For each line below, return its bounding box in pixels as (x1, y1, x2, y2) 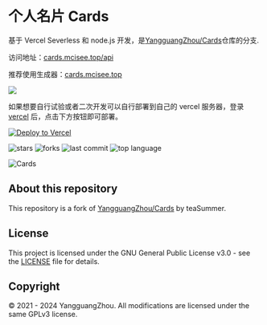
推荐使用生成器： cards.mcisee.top (8, 69, 122, 79)
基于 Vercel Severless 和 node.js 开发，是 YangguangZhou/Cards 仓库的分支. (8, 35, 260, 45)
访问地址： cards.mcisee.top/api (8, 52, 114, 62)
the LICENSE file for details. (8, 256, 101, 266)
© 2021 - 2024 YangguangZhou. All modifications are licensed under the (8, 301, 250, 311)
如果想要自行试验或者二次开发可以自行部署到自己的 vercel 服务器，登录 (8, 101, 244, 111)
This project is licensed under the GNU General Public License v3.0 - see (8, 248, 251, 258)
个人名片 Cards (8, 7, 109, 26)
